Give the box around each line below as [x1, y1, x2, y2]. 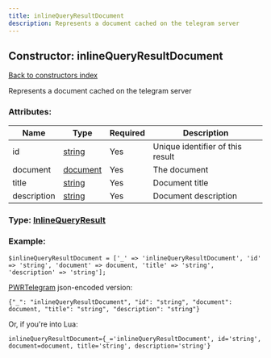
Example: [8, 235, 46, 247]
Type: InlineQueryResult [8, 214, 106, 226]
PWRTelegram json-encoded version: [8, 282, 133, 292]
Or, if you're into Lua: [8, 319, 78, 329]
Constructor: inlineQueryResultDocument [8, 49, 223, 63]
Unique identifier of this [152, 140, 242, 152]
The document [152, 164, 209, 175]
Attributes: [8, 106, 52, 118]
